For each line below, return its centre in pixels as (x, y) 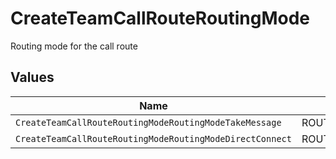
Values (32, 77)
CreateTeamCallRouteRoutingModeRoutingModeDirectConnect (153, 138)
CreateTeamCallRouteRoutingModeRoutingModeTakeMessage (148, 122)
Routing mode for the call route (74, 46)
